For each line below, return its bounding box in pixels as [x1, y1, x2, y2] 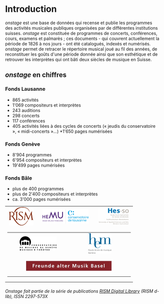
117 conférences [12, 117, 45, 124]
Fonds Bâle [5, 174, 33, 181]
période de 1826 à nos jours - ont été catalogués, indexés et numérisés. [5, 40, 151, 46]
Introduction [5, 3, 57, 15]
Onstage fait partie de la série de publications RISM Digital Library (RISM [5, 288, 154, 294]
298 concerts [12, 113, 40, 118]
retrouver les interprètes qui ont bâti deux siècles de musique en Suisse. [5, 56, 152, 62]
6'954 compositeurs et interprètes [12, 157, 82, 163]
